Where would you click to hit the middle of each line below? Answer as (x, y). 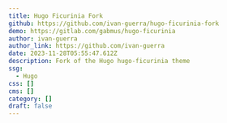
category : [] (30, 99)
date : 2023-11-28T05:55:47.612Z (63, 53)
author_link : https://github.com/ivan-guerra (86, 46)
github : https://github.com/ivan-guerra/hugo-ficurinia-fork (114, 23)
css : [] (21, 83)
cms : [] (21, 91)
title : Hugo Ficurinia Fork (56, 16)
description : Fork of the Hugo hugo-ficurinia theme (99, 61)
